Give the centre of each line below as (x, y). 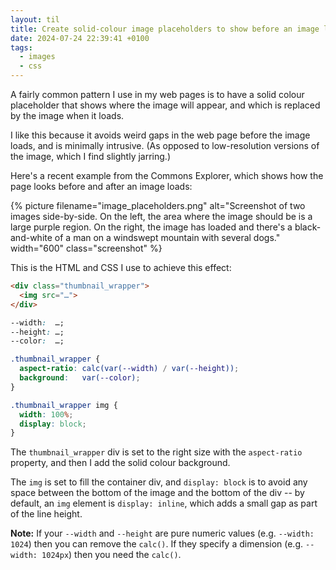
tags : (21, 47)
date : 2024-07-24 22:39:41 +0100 (80, 38)
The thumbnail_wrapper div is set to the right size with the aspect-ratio (156, 452)
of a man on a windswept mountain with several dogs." (167, 237)
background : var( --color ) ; (80, 378)
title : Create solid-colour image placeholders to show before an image (165, 29)
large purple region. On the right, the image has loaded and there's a (151, 227)
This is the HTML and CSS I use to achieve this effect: (121, 267)
